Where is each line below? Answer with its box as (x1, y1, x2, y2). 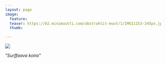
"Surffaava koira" (5, 53, 41, 59)
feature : (9, 16, 28, 21)
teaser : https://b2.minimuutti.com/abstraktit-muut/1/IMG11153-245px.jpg (9, 21, 165, 26)
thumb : (9, 26, 23, 31)
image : (5, 12, 19, 17)
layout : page (5, 7, 32, 12)
